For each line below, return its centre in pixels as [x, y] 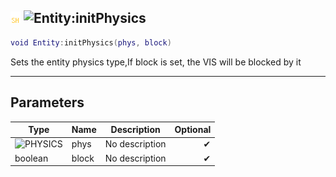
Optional [193, 129]
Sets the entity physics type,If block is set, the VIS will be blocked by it [156, 62]
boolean [31, 158]
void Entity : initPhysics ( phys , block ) [91, 42]
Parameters [47, 102]
